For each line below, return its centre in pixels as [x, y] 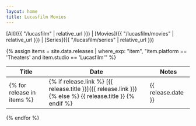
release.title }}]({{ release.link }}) [93, 89]
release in [22, 92]
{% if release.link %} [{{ [81, 81]
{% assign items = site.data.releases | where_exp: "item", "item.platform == [97, 51]
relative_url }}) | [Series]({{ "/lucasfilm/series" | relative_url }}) [80, 40]
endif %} [61, 103]
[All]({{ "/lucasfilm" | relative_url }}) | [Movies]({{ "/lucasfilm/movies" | [90, 33]
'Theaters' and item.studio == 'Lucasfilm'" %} [61, 57]
